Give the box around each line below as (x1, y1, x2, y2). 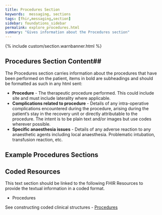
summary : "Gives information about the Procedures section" (5, 30, 130, 35)
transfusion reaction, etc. (12, 137, 63, 142)
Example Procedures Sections (5, 151, 99, 159)
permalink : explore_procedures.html (5, 25, 80, 30)
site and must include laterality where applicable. (12, 95, 111, 101)
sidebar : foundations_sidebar (5, 20, 67, 26)
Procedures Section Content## (5, 57, 101, 66)
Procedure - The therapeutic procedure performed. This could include (12, 90, 155, 96)
